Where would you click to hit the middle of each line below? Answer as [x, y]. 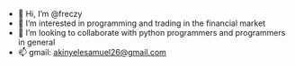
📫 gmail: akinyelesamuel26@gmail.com [92, 52]
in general [36, 42]
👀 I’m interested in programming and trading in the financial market [142, 23]
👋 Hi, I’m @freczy [50, 14]
